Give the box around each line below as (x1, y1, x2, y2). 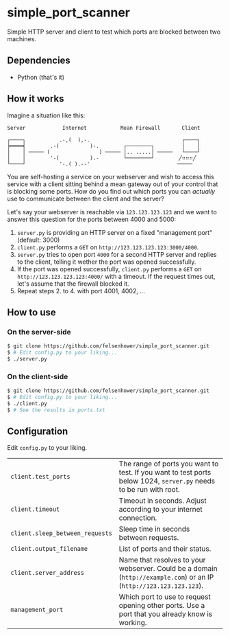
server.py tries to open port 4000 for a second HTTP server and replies (16, 250, 217, 258)
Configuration (7, 426, 68, 438)
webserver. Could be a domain (118, 564, 218, 573)
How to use (7, 306, 56, 318)
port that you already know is (118, 609, 213, 619)
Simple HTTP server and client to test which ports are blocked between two (7, 27, 221, 36)
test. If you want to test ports (118, 468, 212, 477)
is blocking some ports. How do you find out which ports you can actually (7, 187, 216, 195)
